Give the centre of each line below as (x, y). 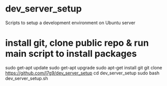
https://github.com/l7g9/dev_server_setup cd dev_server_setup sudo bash (82, 73)
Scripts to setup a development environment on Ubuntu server (70, 23)
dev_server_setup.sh (27, 78)
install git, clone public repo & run (77, 43)
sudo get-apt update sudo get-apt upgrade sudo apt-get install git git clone (84, 67)
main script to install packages (71, 54)
